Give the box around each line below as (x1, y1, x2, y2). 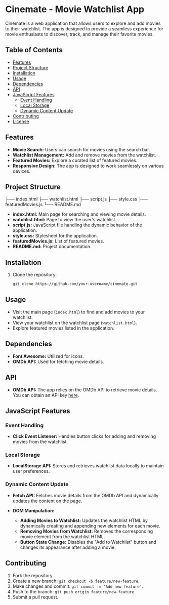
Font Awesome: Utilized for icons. (12, 353, 85, 359)
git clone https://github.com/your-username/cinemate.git (12, 281, 138, 287)
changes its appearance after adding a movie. (20, 544, 116, 550)
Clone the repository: (12, 272, 57, 278)
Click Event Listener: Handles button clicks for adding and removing (12, 433, 156, 439)
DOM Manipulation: (12, 507, 55, 513)
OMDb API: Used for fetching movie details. (12, 358, 104, 365)
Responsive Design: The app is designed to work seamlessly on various (12, 163, 164, 169)
